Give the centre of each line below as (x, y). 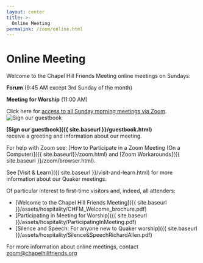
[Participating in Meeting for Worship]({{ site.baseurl (81, 216)
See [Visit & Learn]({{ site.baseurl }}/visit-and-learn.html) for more (90, 173)
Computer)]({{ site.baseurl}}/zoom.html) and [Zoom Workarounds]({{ (93, 154)
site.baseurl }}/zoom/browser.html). (51, 161)
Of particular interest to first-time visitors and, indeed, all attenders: (91, 191)
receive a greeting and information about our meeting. (74, 136)
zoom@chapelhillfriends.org (42, 253)
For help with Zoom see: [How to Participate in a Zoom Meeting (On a (94, 148)
